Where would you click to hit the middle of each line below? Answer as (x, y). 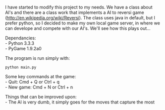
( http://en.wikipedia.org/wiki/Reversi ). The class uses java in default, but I (80, 18)
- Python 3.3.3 (20, 43)
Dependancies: (21, 38)
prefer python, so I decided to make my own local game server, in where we (82, 23)
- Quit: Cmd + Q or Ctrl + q (32, 82)
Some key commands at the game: (40, 76)
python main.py (21, 67)
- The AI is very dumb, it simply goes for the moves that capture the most (80, 102)
